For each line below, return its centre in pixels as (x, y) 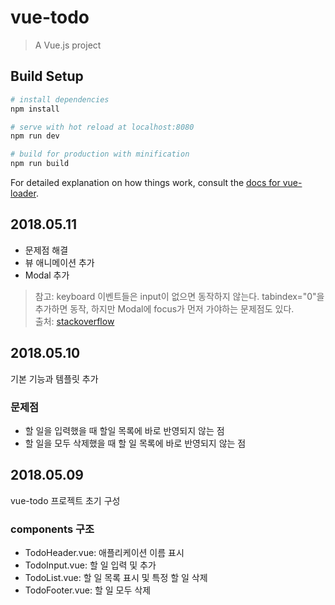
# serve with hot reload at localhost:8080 (102, 127)
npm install (35, 109)
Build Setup (47, 76)
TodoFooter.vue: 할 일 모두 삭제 (88, 590)
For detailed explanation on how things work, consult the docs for (145, 182)
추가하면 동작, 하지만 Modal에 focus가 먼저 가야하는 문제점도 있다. (164, 308)
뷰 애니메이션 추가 (59, 262)
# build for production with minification (100, 154)
